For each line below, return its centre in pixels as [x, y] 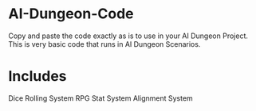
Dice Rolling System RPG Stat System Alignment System [100, 98]
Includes [37, 77]
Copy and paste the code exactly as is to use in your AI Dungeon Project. [128, 36]
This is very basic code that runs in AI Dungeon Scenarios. [104, 44]
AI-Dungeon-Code [71, 14]
